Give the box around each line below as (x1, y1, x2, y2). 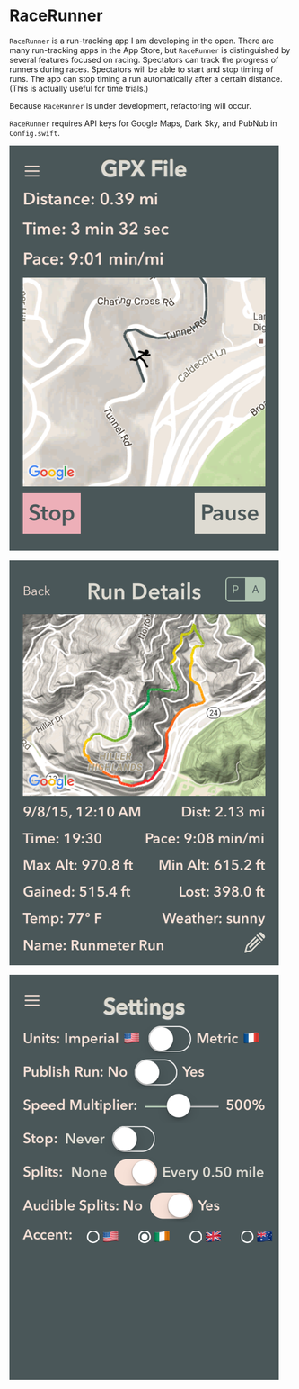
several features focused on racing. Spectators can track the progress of (9, 54, 279, 65)
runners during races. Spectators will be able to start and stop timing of (9, 64, 274, 75)
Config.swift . (9, 127, 60, 138)
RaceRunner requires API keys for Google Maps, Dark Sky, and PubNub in (9, 118, 277, 129)
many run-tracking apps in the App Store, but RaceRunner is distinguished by (9, 44, 291, 55)
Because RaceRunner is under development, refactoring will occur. (9, 100, 251, 111)
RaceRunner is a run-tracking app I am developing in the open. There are (9, 35, 274, 46)
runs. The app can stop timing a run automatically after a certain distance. (9, 73, 283, 84)
